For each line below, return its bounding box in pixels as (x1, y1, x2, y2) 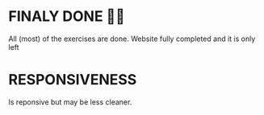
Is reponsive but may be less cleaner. (8, 97, 132, 107)
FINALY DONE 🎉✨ (8, 7, 125, 26)
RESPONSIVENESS (8, 71, 137, 89)
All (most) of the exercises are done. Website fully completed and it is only (8, 34, 256, 43)
